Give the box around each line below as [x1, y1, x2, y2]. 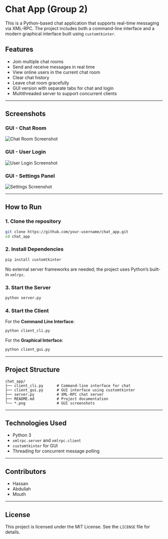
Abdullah [12, 486, 31, 492]
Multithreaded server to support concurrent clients [12, 90, 117, 96]
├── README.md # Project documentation [5, 396, 108, 401]
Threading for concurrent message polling [12, 448, 100, 454]
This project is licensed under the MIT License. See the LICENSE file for [5, 524, 150, 530]
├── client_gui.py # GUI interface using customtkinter [5, 387, 135, 392]
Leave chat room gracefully [12, 80, 69, 86]
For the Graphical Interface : [5, 337, 63, 343]
